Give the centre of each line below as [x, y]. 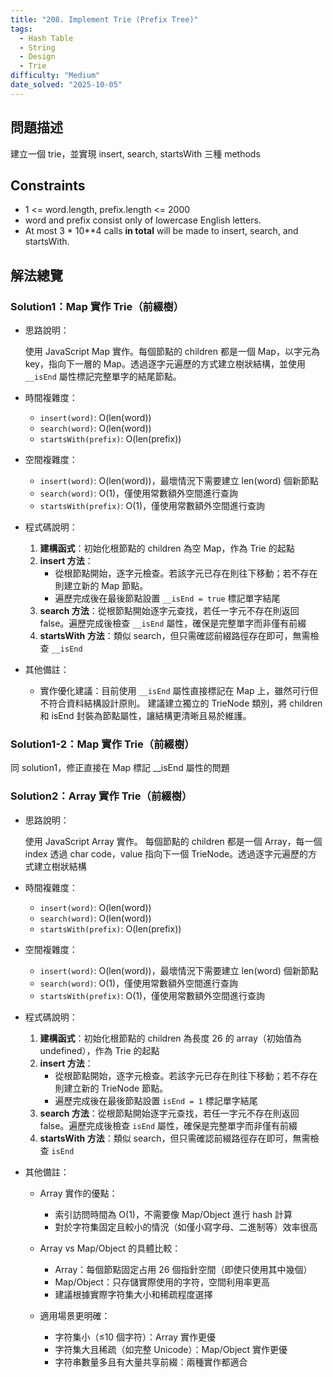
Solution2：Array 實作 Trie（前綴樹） [101, 796]
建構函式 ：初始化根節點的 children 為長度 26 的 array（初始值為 [170, 1038]
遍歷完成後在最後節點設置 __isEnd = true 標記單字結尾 [167, 598]
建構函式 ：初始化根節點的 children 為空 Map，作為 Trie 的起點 [167, 548]
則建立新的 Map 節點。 [101, 586]
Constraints [48, 185]
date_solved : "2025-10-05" [66, 85]
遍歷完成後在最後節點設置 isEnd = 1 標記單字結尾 [156, 1100]
